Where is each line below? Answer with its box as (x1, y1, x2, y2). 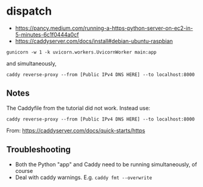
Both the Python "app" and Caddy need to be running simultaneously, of (15, 160, 198, 168)
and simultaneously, (6, 60, 57, 67)
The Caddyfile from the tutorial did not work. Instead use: (6, 104, 151, 111)
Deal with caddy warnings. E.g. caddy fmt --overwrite (15, 174, 152, 181)
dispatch (6, 4, 52, 18)
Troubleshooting (6, 144, 71, 155)
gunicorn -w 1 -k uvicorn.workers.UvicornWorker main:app (6, 49, 157, 55)
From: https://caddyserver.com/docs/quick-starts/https (6, 127, 145, 134)
